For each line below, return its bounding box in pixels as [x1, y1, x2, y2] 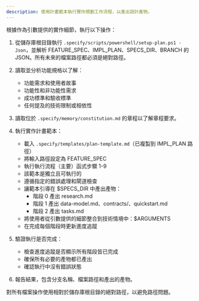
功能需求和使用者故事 [23, 79, 76, 86]
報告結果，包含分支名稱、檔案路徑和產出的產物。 [14, 275, 136, 282]
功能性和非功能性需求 [23, 86, 76, 94]
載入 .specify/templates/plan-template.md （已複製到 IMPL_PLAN [23, 140, 186, 147]
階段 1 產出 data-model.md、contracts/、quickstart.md [32, 200, 168, 207]
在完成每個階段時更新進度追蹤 [23, 222, 97, 230]
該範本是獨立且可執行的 [23, 170, 82, 177]
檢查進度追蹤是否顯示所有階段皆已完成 [23, 248, 118, 255]
